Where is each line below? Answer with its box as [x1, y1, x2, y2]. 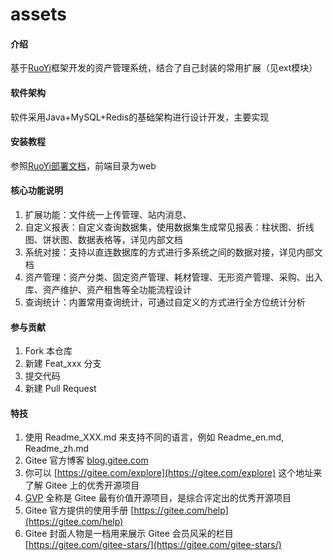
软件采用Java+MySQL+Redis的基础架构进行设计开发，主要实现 [10, 111, 270, 123]
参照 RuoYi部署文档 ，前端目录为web [10, 159, 157, 172]
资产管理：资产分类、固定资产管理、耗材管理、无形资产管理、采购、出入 [24, 271, 323, 283]
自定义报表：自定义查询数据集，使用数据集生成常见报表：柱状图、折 [24, 221, 306, 233]
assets [10, 3, 68, 26]
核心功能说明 [10, 184, 63, 197]
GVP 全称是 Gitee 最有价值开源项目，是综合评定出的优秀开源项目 [24, 492, 292, 504]
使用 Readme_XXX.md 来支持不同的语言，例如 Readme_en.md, [24, 431, 285, 443]
